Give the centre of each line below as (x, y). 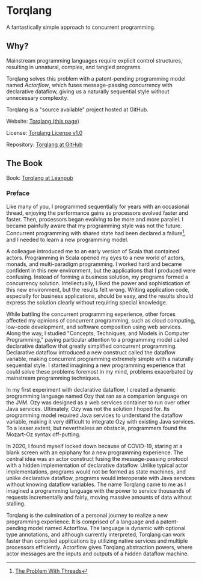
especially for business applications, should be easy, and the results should (100, 296)
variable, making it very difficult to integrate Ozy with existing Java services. (101, 421)
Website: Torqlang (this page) (43, 121)
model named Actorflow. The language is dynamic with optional (107, 528)
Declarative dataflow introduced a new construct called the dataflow (91, 352)
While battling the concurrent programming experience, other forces (91, 314)
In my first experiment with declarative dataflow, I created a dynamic (91, 389)
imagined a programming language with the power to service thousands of (99, 490)
